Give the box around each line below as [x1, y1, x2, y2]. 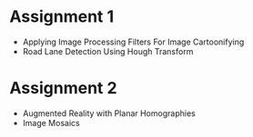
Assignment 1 [9, 6, 115, 27]
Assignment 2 [9, 78, 117, 99]
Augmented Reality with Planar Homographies [22, 107, 196, 119]
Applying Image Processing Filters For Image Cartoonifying [22, 36, 245, 47]
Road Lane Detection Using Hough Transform [22, 45, 194, 56]
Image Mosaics [22, 117, 80, 128]
